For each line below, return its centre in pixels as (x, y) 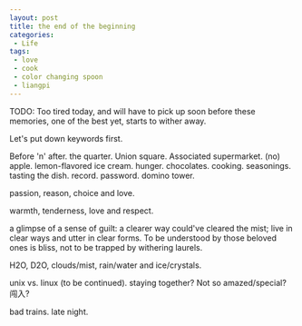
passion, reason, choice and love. (72, 193)
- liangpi (32, 85)
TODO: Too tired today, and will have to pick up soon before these (132, 111)
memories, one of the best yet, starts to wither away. (108, 121)
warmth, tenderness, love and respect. (82, 211)
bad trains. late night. (49, 311)
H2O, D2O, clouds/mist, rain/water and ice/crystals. (106, 265)
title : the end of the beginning (73, 26)
